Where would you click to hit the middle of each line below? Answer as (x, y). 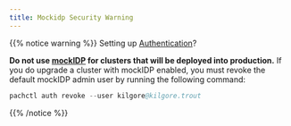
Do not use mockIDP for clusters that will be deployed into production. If (145, 60)
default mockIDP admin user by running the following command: (128, 79)
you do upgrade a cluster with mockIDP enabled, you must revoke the (137, 70)
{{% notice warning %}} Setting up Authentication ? (103, 43)
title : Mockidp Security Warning (71, 17)
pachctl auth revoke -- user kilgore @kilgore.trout (105, 96)
